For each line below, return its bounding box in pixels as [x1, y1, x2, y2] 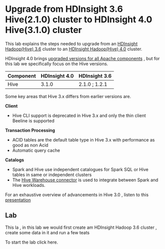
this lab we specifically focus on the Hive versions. [5, 61, 109, 67]
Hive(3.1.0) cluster [5, 25, 82, 36]
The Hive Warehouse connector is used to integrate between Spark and [12, 177, 159, 183]
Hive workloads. [12, 182, 45, 188]
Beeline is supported [12, 117, 55, 124]
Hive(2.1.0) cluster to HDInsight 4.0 [5, 14, 152, 25]
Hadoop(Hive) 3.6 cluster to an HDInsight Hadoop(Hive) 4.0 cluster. [5, 46, 142, 52]
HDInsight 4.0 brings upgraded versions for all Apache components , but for [5, 55, 160, 61]
